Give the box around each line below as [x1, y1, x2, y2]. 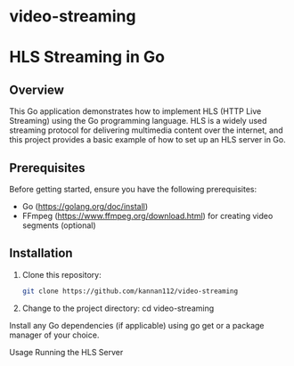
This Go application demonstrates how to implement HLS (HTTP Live [9, 106, 262, 117]
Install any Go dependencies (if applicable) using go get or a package [9, 320, 265, 330]
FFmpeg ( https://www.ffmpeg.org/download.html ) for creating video [21, 211, 274, 221]
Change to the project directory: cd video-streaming [21, 303, 215, 313]
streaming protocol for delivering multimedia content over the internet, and [9, 125, 283, 135]
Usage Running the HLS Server [9, 346, 124, 357]
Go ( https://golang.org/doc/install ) [21, 201, 149, 211]
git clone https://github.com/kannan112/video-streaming [21, 287, 239, 296]
